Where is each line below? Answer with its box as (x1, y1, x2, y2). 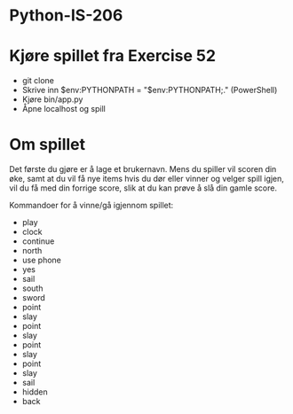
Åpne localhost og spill (21, 104, 107, 114)
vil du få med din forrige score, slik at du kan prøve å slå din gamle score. (9, 183, 278, 193)
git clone (21, 75, 55, 86)
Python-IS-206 (9, 5, 123, 26)
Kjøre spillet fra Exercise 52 (9, 46, 216, 66)
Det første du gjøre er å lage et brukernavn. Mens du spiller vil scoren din (9, 164, 277, 175)
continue (21, 236, 55, 246)
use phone (21, 254, 62, 266)
